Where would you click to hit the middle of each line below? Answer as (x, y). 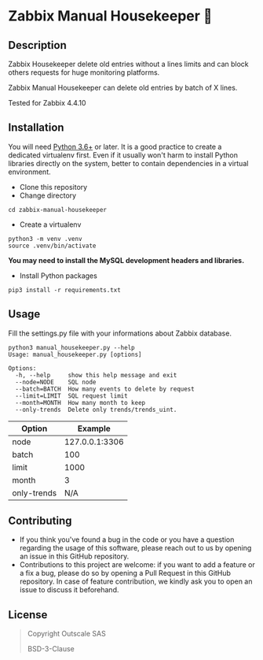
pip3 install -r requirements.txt (65, 290)
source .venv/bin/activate (52, 246)
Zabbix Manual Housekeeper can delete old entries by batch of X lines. (123, 87)
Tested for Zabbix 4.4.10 (47, 103)
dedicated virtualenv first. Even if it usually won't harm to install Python (123, 155)
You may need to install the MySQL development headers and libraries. (126, 260)
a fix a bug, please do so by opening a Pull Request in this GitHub (125, 573)
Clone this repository (53, 187)
